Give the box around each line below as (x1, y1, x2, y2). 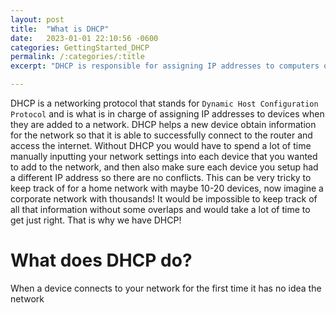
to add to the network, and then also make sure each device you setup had (10, 161, 319, 173)
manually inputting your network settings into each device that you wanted (10, 151, 318, 162)
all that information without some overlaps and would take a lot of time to (10, 204, 311, 215)
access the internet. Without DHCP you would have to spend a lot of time (10, 140, 312, 151)
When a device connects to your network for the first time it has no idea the (10, 282, 322, 294)
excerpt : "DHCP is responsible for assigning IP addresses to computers (10, 61, 320, 71)
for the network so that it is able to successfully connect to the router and (10, 129, 313, 141)
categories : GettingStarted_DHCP (10, 42, 150, 53)
